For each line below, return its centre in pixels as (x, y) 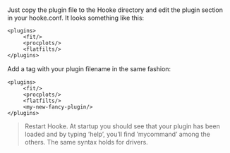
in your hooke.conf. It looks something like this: (76, 18)
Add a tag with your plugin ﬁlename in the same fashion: (89, 69)
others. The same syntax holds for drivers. (86, 142)
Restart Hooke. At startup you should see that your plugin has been (122, 126)
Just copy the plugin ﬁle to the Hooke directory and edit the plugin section (115, 10)
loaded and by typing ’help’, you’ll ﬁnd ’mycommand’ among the (117, 134)
